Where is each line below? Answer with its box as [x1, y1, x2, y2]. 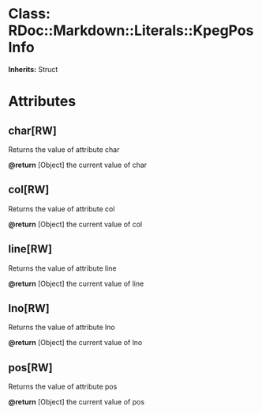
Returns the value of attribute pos [8, 382, 118, 392]
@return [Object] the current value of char [8, 160, 148, 169]
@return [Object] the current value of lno [8, 338, 143, 348]
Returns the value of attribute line [8, 263, 117, 273]
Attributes [8, 93, 77, 111]
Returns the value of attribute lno [8, 322, 116, 332]
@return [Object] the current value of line [8, 279, 144, 288]
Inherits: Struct [8, 64, 58, 74]
